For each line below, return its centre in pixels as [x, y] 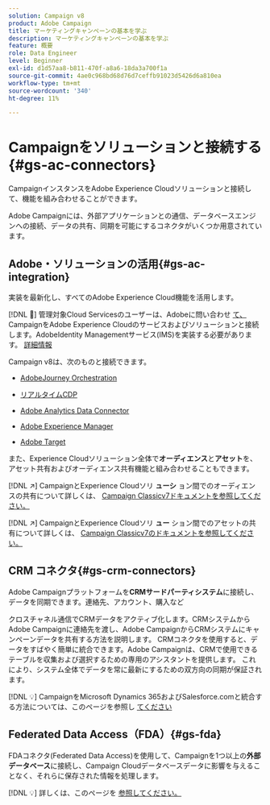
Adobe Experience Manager [66, 426]
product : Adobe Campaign [50, 23]
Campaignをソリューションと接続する [135, 148]
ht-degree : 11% [34, 98]
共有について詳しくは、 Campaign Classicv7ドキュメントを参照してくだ [141, 496]
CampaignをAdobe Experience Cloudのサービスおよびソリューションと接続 [134, 324]
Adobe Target [43, 442]
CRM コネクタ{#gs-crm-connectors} [102, 571]
